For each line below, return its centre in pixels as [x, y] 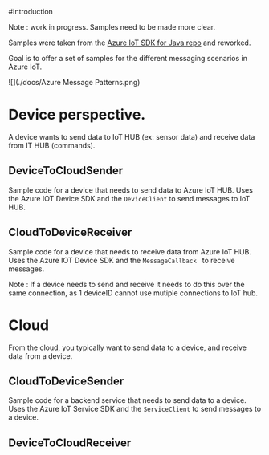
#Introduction [31, 12]
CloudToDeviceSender [66, 381]
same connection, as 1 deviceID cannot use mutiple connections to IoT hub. [133, 293]
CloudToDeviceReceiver [70, 232]
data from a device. [41, 355]
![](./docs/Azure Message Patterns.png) [74, 82]
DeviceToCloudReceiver [70, 443]
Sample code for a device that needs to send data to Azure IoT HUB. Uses [130, 190]
